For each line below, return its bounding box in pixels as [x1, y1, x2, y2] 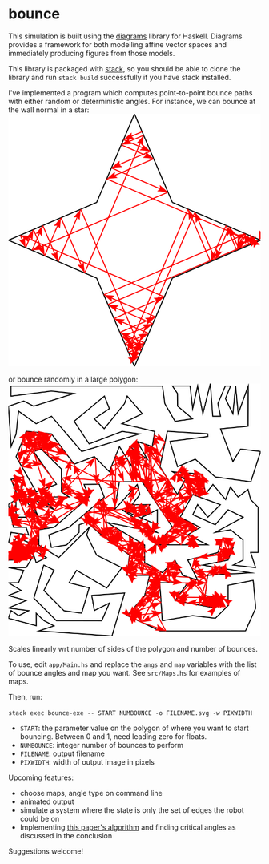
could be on [19, 814, 60, 823]
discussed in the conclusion [19, 830, 113, 840]
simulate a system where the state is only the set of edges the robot [19, 805, 244, 814]
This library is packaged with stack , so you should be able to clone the [8, 63, 241, 73]
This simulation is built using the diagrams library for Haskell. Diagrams [8, 31, 243, 41]
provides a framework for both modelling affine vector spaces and [8, 39, 227, 49]
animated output [19, 797, 74, 806]
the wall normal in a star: [8, 105, 90, 115]
